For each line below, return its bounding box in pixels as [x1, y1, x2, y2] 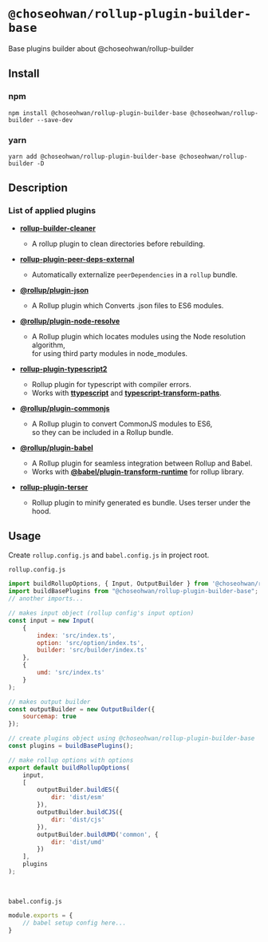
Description [8, 181, 68, 195]
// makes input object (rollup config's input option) [8, 609, 195, 617]
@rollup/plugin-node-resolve [19, 316, 120, 326]
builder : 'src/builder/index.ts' [37, 646, 148, 655]
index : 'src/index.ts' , [37, 631, 116, 639]
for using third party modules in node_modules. [31, 348, 188, 358]
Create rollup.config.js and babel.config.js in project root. [8, 550, 210, 560]
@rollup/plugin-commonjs [19, 403, 110, 413]
